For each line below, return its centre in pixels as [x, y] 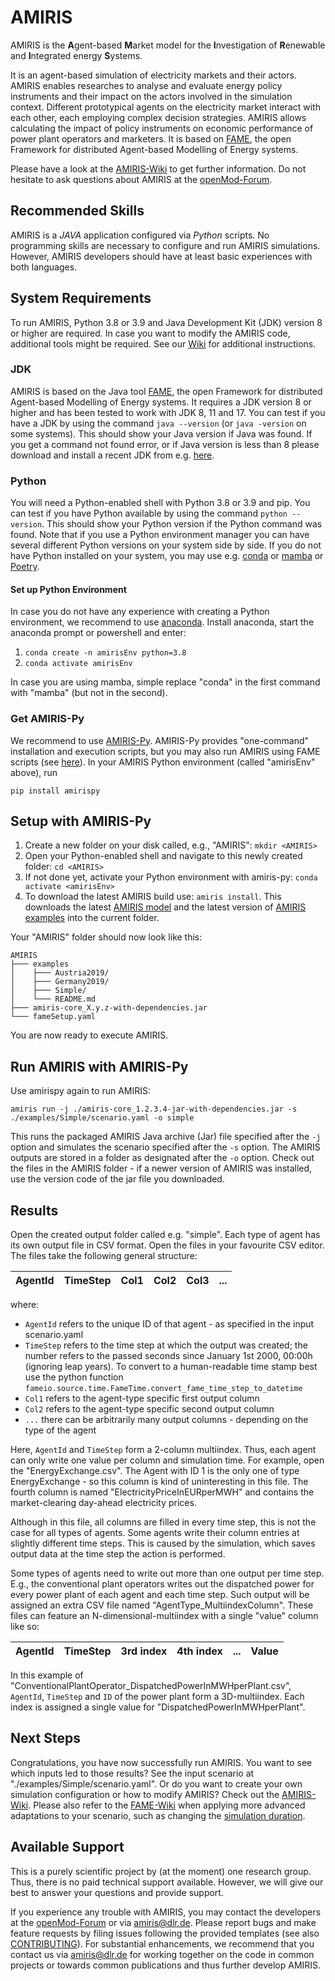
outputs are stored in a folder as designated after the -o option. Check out [162, 1158]
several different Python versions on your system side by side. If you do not [166, 545]
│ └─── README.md [53, 999]
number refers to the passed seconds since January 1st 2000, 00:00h [168, 1356]
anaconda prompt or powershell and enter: [98, 633]
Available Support [67, 1847]
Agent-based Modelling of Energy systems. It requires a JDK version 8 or [161, 402]
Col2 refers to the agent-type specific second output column [149, 1409]
